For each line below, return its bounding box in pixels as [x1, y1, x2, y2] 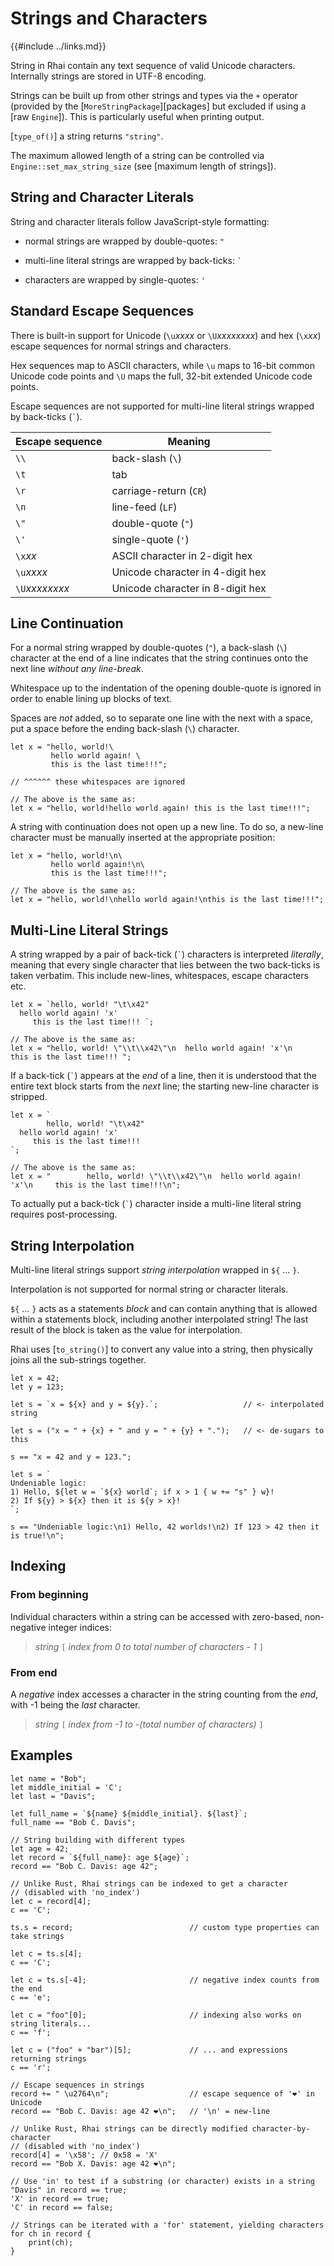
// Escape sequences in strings [10, 2080, 145, 2090]
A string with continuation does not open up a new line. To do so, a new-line [10, 821, 324, 833]
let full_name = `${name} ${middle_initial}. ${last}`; [10, 1808, 248, 1819]
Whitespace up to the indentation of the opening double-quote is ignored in [10, 682, 322, 694]
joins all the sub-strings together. [10, 1354, 147, 1366]
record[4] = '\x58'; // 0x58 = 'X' [10, 2150, 159, 2160]
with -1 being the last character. [10, 1698, 141, 1711]
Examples [10, 1747, 73, 1764]
